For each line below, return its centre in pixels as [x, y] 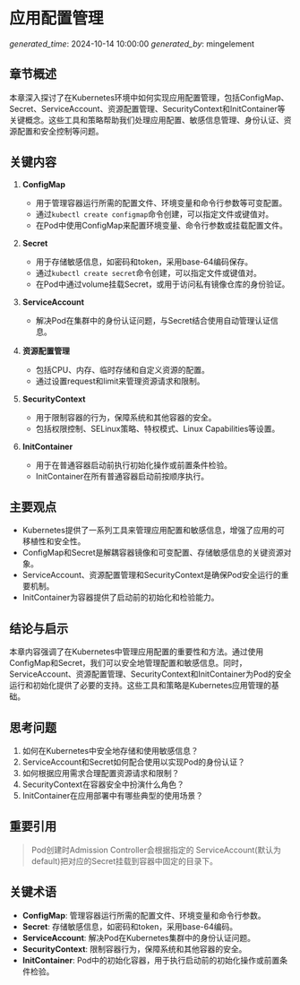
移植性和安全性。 [54, 541]
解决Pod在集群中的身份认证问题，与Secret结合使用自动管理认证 [153, 320]
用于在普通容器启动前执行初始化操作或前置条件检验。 [134, 465]
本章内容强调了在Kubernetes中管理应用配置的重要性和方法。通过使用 [137, 652]
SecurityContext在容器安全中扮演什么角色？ [103, 784]
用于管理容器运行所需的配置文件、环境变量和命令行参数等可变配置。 [161, 203]
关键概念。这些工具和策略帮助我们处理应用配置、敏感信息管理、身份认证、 [146, 120]
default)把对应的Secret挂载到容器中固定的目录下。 [124, 860]
